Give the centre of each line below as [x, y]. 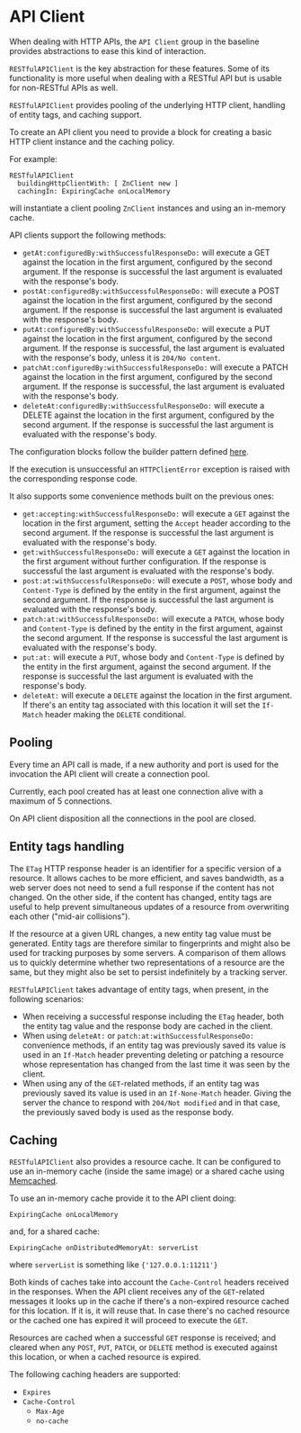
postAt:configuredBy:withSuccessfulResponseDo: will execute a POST [151, 291]
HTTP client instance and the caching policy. [92, 141]
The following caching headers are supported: [95, 1374]
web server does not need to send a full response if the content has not [142, 888]
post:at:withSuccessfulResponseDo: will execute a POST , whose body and [157, 580]
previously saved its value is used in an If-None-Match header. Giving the [157, 1093]
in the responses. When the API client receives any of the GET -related [137, 1292]
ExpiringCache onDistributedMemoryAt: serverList [104, 1248]
